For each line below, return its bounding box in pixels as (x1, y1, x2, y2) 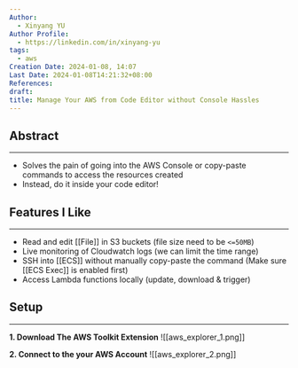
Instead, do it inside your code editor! (21, 179, 160, 190)
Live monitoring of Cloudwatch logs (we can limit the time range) (21, 246, 259, 256)
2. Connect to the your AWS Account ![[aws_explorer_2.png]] (9, 348, 237, 359)
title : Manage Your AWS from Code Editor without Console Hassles (9, 95, 260, 105)
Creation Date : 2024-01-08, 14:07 (9, 63, 137, 72)
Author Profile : (9, 29, 69, 38)
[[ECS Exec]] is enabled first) (21, 265, 129, 275)
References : (9, 79, 53, 88)
